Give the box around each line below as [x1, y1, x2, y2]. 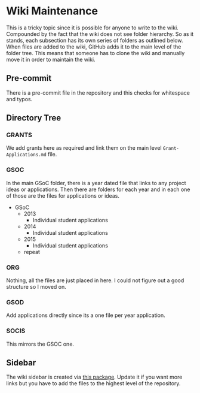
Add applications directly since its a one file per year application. [6, 312, 165, 319]
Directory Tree [6, 113, 61, 123]
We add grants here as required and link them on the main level [6, 144, 162, 152]
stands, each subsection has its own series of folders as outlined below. [6, 37, 183, 44]
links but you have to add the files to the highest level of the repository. [6, 380, 181, 387]
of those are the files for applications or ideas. [6, 192, 119, 199]
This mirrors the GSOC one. [6, 340, 75, 347]
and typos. [6, 95, 33, 102]
